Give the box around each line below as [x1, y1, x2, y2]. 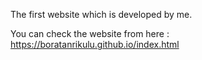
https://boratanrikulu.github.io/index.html [10, 39, 180, 50]
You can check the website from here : [10, 28, 170, 39]
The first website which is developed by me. [10, 9, 193, 20]
